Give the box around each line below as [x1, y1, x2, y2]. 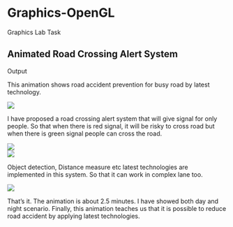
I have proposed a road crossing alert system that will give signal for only [7, 114, 218, 123]
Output [7, 66, 27, 75]
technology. [7, 87, 42, 96]
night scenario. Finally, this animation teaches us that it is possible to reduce [7, 204, 227, 212]
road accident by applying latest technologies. [7, 212, 140, 220]
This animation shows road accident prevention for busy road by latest [7, 80, 210, 89]
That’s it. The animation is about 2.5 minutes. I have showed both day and [7, 197, 218, 205]
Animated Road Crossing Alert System [7, 48, 178, 60]
